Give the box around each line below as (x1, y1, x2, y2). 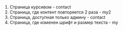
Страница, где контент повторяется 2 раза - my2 (9, 9, 111, 15)
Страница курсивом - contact (9, 4, 71, 10)
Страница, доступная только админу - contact (9, 15, 106, 20)
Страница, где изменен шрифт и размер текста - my (9, 19, 119, 25)
